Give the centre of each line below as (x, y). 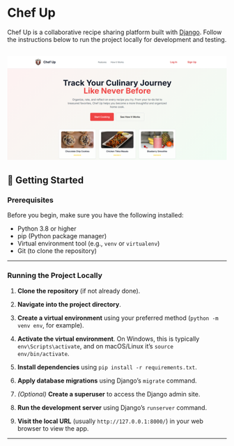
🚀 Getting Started (46, 180)
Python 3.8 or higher (47, 229)
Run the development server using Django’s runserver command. (112, 407)
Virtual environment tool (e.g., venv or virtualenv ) (88, 244)
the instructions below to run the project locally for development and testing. (117, 39)
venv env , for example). (51, 325)
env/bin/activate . (43, 353)
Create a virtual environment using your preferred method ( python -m (118, 318)
